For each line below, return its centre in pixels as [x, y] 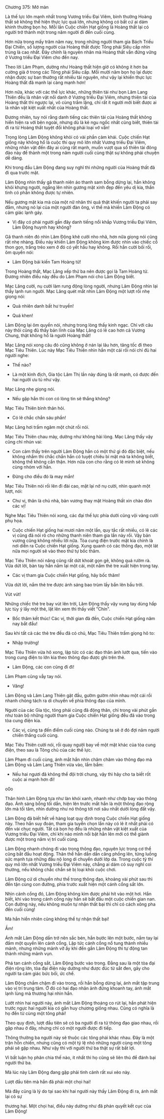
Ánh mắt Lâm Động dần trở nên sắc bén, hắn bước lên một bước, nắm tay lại [82, 938]
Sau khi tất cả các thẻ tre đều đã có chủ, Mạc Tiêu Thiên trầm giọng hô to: [80, 633]
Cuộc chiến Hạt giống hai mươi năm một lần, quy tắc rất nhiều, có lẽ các [85, 530]
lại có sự [13, 1096]
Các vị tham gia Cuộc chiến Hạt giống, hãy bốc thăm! [66, 575]
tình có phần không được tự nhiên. [40, 193]
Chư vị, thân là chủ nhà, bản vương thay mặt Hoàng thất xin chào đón [82, 501]
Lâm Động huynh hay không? [42, 227]
